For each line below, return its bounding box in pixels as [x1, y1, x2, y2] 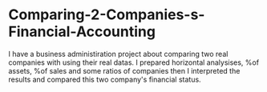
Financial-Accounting [8, 22, 156, 41]
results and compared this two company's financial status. [8, 74, 202, 84]
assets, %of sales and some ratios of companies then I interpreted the [8, 66, 241, 75]
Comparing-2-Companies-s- [8, 6, 205, 24]
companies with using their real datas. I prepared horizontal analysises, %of [8, 58, 259, 67]
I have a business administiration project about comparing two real [8, 49, 229, 58]
